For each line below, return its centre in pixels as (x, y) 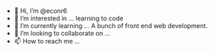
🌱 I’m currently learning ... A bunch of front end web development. (111, 26)
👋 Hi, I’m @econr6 (40, 11)
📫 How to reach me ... (47, 41)
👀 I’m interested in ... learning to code (69, 18)
